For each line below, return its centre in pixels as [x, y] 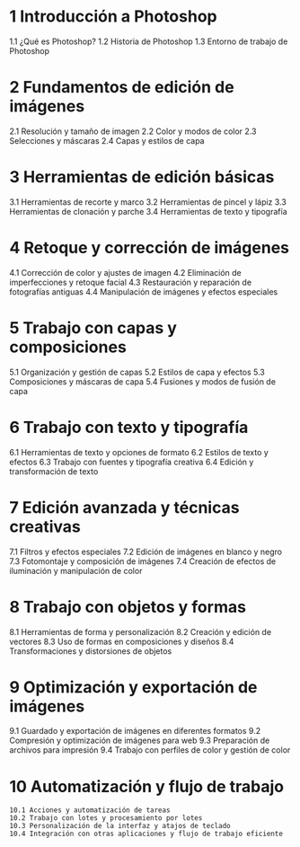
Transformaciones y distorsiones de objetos [91, 651]
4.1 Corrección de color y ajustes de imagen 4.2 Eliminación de [125, 272]
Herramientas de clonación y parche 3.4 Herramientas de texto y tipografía [148, 211]
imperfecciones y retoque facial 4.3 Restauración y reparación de [131, 282]
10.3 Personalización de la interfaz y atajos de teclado [120, 826]
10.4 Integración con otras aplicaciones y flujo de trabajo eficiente [146, 834]
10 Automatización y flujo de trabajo [147, 786]
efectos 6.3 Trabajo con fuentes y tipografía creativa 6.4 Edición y [132, 462]
